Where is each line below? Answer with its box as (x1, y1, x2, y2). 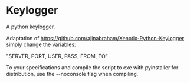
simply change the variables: (6, 41, 76, 48)
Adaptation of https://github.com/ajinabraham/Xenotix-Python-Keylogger (6, 34, 184, 41)
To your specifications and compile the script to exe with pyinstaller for (6, 63, 179, 71)
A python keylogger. (6, 23, 55, 30)
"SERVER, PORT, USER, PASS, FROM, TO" (6, 52, 108, 59)
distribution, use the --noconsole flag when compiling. (6, 70, 139, 77)
